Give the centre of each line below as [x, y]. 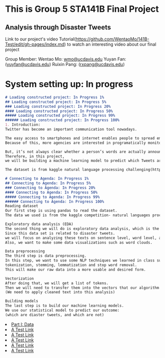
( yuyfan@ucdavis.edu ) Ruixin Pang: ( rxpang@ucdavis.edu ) [65, 64]
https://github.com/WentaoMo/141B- [113, 39]
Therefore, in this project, [35, 156]
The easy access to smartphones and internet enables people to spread [80, 138]
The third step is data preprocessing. [46, 256]
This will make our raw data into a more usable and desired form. [76, 269]
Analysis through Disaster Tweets [58, 27]
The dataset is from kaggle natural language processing [65, 170]
